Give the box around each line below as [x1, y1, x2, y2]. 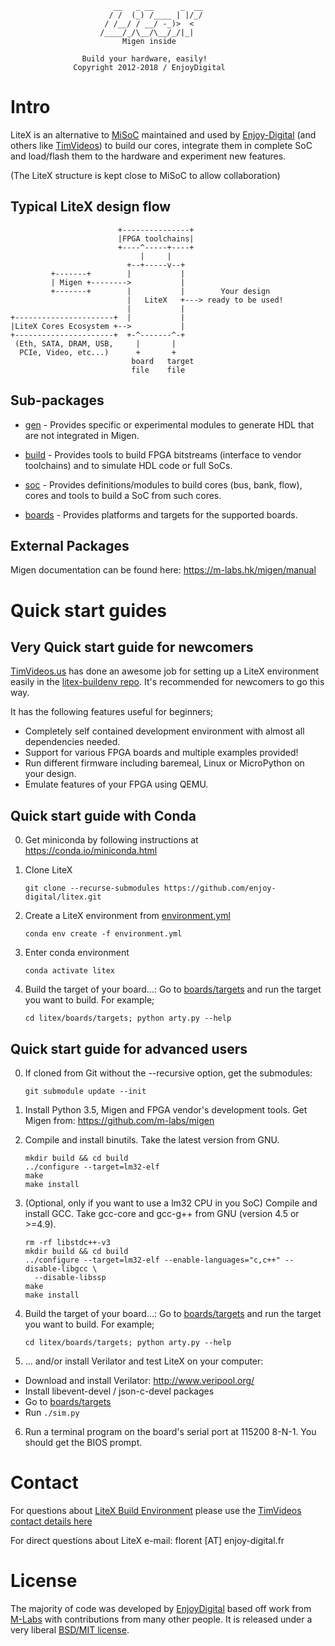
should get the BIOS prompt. [24, 1437, 143, 1448]
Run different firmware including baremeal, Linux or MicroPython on [24, 757, 305, 769]
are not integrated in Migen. [24, 429, 140, 441]
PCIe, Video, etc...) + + [19, 347, 177, 357]
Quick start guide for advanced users [10, 1040, 248, 1057]
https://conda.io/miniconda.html [24, 845, 158, 857]
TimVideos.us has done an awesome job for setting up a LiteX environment [10, 665, 320, 677]
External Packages [10, 537, 130, 554]
